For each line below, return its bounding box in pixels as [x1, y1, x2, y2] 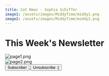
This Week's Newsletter [5, 37, 105, 49]
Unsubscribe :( [32, 65, 60, 70]
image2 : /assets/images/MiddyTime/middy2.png [5, 16, 99, 21]
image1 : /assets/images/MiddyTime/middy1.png [5, 12, 99, 17]
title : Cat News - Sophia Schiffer [5, 7, 78, 12]
